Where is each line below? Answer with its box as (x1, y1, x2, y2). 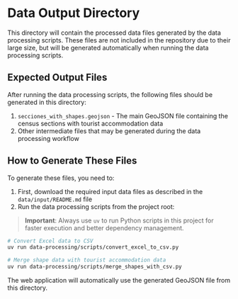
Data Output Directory (7, 5, 140, 21)
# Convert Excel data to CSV (7, 237, 93, 244)
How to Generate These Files (7, 154, 137, 167)
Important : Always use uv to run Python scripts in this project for (24, 216, 214, 225)
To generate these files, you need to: (7, 174, 115, 182)
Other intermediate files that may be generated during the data (17, 126, 201, 135)
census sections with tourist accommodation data (17, 119, 164, 128)
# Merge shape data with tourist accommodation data (7, 256, 166, 264)
